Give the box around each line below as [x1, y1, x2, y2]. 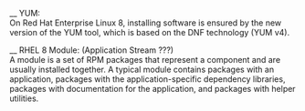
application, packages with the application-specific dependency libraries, [9, 74, 286, 85]
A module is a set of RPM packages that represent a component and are [9, 55, 281, 65]
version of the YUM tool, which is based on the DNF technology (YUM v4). [9, 27, 290, 37]
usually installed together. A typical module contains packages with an [9, 64, 275, 75]
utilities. [9, 93, 39, 104]
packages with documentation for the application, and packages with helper [9, 84, 296, 94]
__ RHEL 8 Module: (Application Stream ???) [9, 45, 174, 55]
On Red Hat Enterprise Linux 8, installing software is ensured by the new [9, 17, 282, 28]
